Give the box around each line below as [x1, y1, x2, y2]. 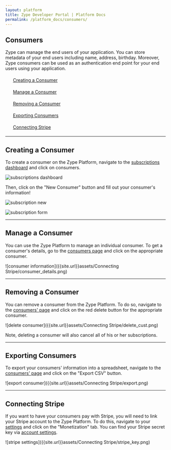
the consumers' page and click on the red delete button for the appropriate [5, 307, 163, 313]
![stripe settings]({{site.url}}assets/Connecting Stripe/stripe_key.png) [5, 439, 150, 445]
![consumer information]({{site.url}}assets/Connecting [5, 263, 119, 269]
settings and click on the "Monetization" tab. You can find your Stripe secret [5, 424, 165, 430]
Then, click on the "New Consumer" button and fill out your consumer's [5, 184, 156, 190]
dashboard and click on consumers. [5, 165, 80, 170]
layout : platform [5, 7, 42, 13]
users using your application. [5, 66, 66, 72]
